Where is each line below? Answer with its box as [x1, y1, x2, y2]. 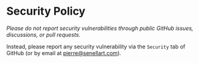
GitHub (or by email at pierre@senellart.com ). [6, 49, 122, 56]
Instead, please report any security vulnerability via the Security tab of [6, 43, 185, 50]
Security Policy [6, 4, 86, 18]
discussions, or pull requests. [6, 31, 81, 38]
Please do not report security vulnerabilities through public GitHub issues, [6, 24, 193, 32]
